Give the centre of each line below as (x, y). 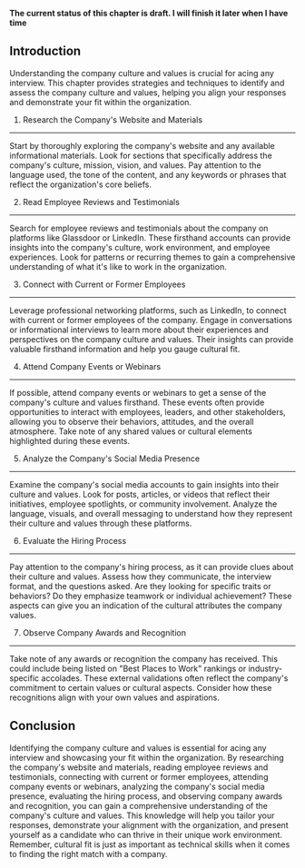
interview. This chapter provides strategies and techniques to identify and (147, 83)
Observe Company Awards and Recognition (104, 632)
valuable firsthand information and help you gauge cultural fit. (125, 349)
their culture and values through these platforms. (101, 523)
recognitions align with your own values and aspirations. (115, 697)
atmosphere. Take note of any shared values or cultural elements (131, 431)
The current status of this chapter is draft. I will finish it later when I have (149, 13)
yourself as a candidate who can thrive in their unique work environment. (146, 834)
